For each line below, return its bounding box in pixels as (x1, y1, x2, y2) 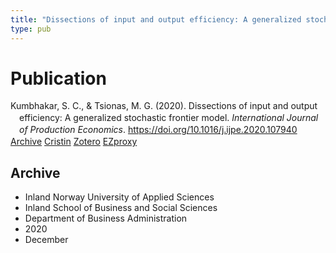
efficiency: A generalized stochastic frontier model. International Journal (19, 112, 319, 124)
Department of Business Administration (24, 212, 188, 224)
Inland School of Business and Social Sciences (24, 201, 218, 213)
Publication (10, 67, 107, 90)
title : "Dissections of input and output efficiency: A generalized (10, 14, 302, 25)
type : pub (10, 24, 52, 34)
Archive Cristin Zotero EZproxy (10, 136, 138, 148)
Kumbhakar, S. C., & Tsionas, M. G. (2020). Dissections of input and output (10, 100, 318, 112)
